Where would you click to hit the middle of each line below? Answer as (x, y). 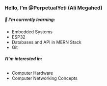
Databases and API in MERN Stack (46, 42)
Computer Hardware (32, 73)
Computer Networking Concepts (45, 78)
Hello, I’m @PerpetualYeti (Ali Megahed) (53, 8)
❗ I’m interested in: (24, 59)
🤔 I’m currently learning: (30, 20)
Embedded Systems (32, 32)
